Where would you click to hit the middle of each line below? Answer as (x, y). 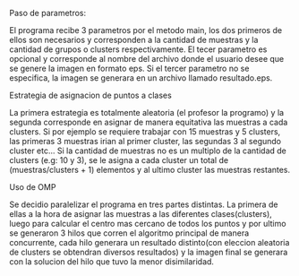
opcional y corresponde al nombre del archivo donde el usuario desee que (147, 59)
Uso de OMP (33, 187)
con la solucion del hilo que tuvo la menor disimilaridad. (112, 262)
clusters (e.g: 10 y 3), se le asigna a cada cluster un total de (119, 160)
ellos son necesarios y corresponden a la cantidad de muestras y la (134, 40)
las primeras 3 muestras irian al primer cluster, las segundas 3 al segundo (145, 141)
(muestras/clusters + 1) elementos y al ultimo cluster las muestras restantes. (150, 170)
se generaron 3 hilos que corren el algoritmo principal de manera (129, 233)
